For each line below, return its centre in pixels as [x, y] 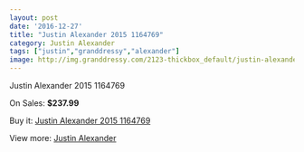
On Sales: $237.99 [44, 103]
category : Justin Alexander [62, 43]
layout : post [34, 18]
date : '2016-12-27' [46, 26]
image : [22, 60]
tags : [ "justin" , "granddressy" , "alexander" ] [95, 52]
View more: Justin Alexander [63, 138]
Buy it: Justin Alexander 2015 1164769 [80, 120]
